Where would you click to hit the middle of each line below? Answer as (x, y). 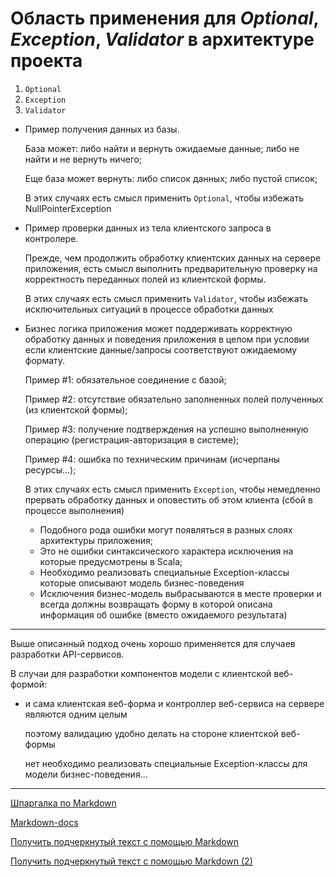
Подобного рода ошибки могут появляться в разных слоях (166, 529)
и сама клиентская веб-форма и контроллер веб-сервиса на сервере (174, 703)
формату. (45, 360)
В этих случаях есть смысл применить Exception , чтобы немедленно (173, 489)
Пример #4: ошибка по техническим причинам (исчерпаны (152, 459)
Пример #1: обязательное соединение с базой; (125, 379)
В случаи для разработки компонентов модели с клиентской (141, 673)
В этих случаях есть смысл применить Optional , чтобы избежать (164, 198)
